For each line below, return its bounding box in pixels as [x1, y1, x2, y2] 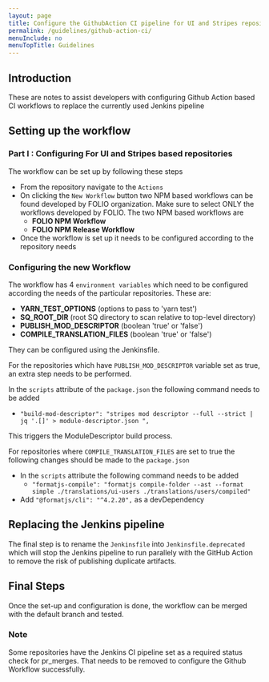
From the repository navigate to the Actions [19, 182, 164, 192]
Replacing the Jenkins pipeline [8, 518, 166, 531]
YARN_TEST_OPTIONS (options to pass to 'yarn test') [19, 304, 198, 313]
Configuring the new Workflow [8, 261, 131, 272]
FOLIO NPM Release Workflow [31, 224, 135, 234]
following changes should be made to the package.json [8, 454, 190, 465]
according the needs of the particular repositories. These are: [8, 288, 211, 297]
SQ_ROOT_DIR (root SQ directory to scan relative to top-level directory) [19, 312, 256, 321]
